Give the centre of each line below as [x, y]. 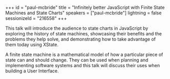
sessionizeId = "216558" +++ [36, 18]
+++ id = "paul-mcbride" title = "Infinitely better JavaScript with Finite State [85, 7]
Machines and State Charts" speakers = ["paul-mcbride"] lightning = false [83, 13]
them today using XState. [32, 45]
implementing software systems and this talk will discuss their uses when [83, 65]
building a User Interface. [32, 71]
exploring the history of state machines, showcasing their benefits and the [84, 34]
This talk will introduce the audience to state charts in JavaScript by [77, 28]
